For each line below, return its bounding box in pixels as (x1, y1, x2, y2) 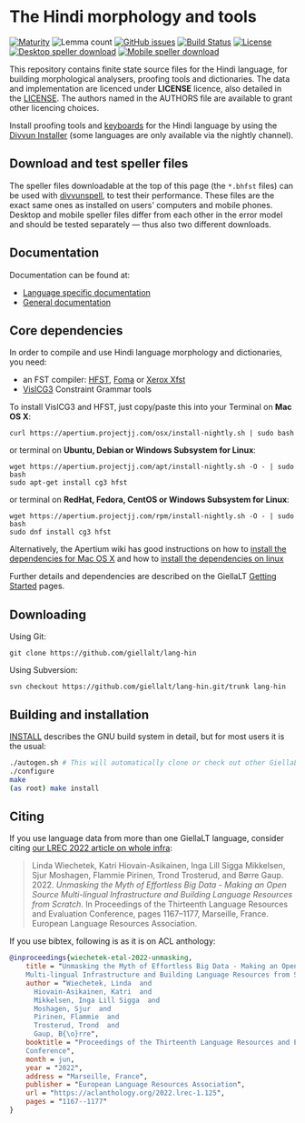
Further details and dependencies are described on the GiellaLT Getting (9, 571, 277, 582)
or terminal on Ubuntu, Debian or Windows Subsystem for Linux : (9, 445, 256, 456)
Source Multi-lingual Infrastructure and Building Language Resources (31, 889, 293, 900)
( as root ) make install (9, 784, 100, 793)
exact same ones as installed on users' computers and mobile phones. (9, 199, 273, 210)
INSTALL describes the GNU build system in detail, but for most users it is (9, 731, 285, 742)
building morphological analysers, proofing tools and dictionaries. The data (9, 73, 290, 84)
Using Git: (9, 631, 47, 642)
